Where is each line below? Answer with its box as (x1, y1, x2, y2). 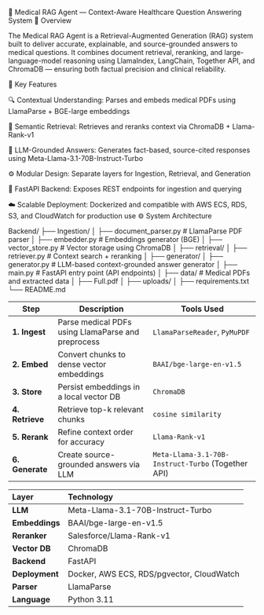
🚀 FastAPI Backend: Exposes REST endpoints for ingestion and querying (8, 185, 242, 193)
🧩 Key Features (8, 79, 57, 89)
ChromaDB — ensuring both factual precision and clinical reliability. (8, 64, 226, 74)
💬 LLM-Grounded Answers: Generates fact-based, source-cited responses (8, 145, 251, 155)
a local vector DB (57, 391, 121, 402)
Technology (68, 492, 114, 502)
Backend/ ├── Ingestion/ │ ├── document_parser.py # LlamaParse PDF (8, 226, 243, 236)
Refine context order (57, 426, 134, 437)
